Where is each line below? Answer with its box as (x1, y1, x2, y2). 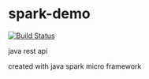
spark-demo (8, 5, 91, 23)
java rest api (8, 46, 48, 55)
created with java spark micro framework (8, 61, 142, 71)
